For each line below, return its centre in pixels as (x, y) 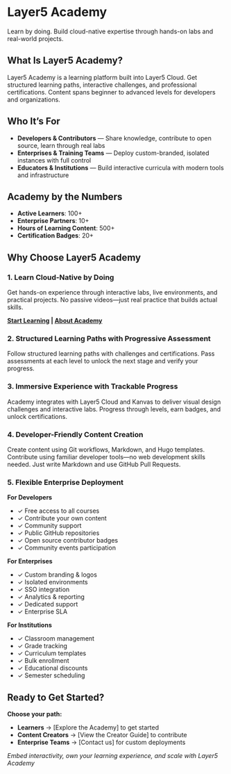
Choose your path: (35, 714)
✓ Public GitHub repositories (58, 533)
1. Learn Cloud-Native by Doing (61, 277)
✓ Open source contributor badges (68, 541)
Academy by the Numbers (65, 196)
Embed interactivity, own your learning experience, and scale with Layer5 (113, 756)
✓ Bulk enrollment (43, 661)
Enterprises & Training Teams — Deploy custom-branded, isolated (113, 153)
